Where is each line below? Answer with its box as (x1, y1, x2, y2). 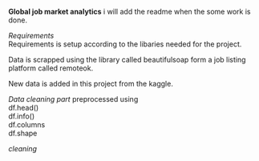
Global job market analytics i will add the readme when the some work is (8, 7, 251, 16)
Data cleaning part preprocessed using (8, 95, 139, 103)
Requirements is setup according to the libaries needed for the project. (8, 39, 242, 49)
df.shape (8, 128, 38, 138)
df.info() (8, 111, 35, 121)
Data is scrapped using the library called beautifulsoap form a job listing (8, 55, 246, 64)
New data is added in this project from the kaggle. (8, 79, 174, 88)
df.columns (8, 120, 46, 129)
